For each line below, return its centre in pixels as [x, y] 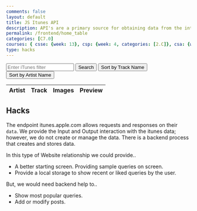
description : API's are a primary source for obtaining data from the [94, 28]
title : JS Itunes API [33, 22]
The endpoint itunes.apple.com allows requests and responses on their [92, 125]
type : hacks [21, 50]
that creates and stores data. [41, 143]
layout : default [26, 17]
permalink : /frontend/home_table [47, 34]
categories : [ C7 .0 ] [30, 39]
